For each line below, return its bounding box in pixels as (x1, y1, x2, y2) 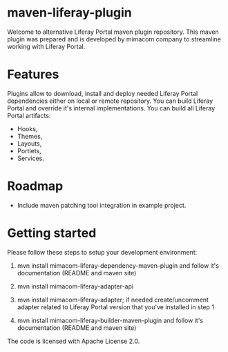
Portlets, (17, 146, 41, 155)
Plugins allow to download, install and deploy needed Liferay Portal (7, 89, 198, 97)
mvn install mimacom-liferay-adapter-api (17, 282, 133, 291)
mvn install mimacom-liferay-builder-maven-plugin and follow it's (17, 316, 204, 324)
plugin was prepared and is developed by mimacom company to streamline (7, 35, 221, 43)
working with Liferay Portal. (7, 42, 86, 50)
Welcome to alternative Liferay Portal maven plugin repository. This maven (7, 28, 219, 36)
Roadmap (7, 178, 64, 194)
